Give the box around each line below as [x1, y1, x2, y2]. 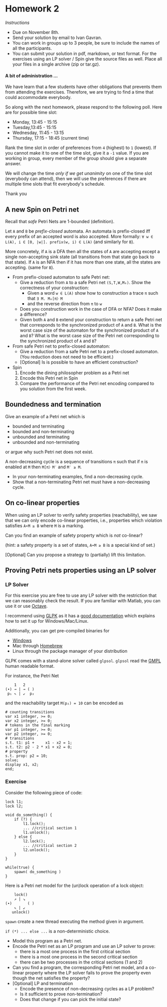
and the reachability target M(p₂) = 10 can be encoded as [5, 700, 124, 706]
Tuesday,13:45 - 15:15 [12, 125, 57, 131]
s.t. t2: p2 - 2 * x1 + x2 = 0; [5, 745, 72, 750]
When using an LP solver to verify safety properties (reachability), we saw [5, 512, 158, 518]
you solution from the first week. [19, 386, 87, 392]
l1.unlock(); [23, 830, 50, 835]
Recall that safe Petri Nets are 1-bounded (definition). [5, 218, 115, 224]
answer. [5, 161, 21, 167]
